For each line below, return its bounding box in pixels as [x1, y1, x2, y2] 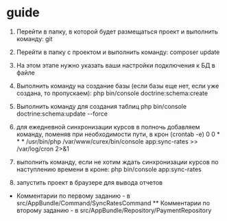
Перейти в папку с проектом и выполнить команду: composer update [16, 48, 220, 56]
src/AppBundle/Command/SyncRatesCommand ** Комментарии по [16, 198, 211, 207]
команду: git [16, 34, 53, 42]
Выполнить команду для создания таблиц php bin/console [16, 102, 187, 110]
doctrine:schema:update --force [16, 109, 108, 118]
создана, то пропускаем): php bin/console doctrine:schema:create [16, 89, 208, 97]
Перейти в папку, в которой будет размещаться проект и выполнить [16, 27, 219, 36]
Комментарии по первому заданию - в [16, 192, 131, 200]
